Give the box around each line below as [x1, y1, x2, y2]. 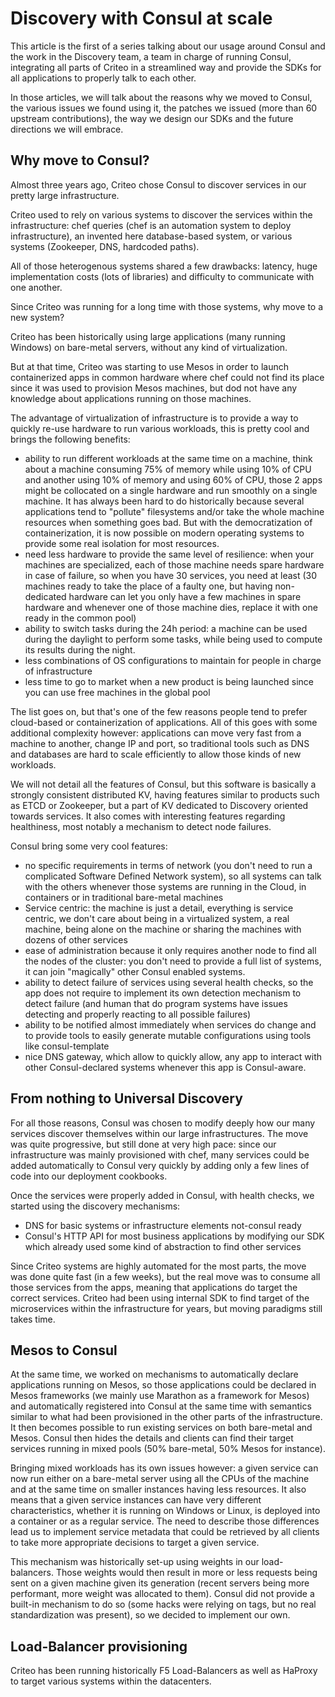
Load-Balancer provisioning [10, 1638, 188, 1655]
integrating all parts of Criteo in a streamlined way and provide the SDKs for [10, 61, 322, 73]
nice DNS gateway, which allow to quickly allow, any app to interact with [24, 1050, 322, 1062]
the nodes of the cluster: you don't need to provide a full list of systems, [24, 955, 322, 967]
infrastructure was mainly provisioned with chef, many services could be [10, 1148, 310, 1161]
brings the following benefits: [10, 433, 131, 445]
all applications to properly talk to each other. [10, 72, 197, 84]
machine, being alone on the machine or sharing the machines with [24, 923, 302, 935]
